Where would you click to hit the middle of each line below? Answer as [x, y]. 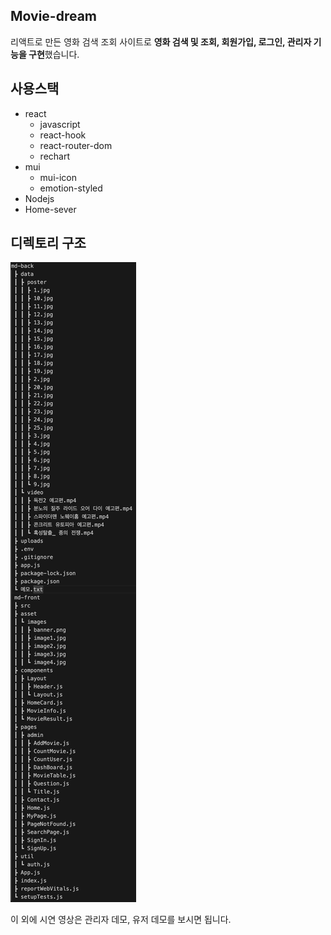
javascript [60, 124]
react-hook [63, 135]
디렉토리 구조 [48, 243]
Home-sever [50, 209]
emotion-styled [71, 188]
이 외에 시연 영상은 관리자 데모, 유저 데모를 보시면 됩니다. [121, 920]
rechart [55, 156]
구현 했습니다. [54, 54]
